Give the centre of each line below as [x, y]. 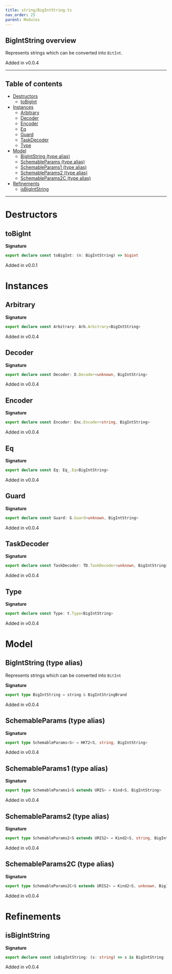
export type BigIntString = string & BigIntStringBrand [66, 695]
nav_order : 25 [20, 15]
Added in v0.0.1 [21, 265]
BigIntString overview [41, 40]
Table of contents [34, 84]
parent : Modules [23, 20]
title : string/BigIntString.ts [39, 10]
